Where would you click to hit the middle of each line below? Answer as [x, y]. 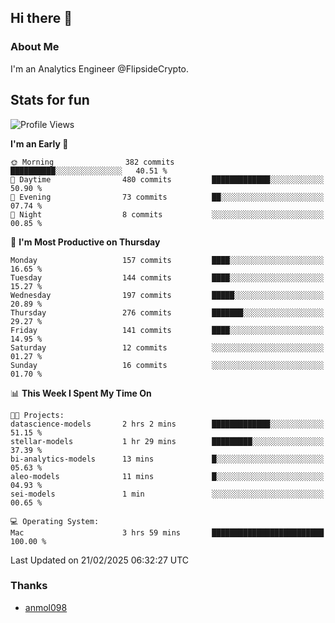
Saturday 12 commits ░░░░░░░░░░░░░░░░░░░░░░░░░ [167, 347]
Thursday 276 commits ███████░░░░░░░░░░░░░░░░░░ [167, 312]
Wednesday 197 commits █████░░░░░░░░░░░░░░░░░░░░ [167, 295]
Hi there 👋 [41, 18]
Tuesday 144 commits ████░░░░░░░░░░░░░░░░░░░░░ [167, 277]
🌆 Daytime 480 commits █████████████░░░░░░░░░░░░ [167, 179]
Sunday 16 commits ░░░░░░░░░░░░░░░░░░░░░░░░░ [167, 365]
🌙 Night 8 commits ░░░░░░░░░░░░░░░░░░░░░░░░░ [167, 214]
